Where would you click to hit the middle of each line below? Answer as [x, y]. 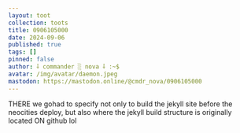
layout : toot [30, 15]
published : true [35, 45]
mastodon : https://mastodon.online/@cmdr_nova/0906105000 [105, 81]
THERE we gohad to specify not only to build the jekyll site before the [120, 104]
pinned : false [31, 60]
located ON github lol [42, 120]
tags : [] [22, 52]
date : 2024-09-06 [37, 37]
